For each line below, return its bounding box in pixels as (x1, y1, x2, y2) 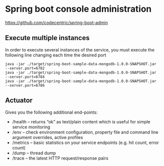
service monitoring (12, 124, 50, 130)
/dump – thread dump (12, 150, 56, 156)
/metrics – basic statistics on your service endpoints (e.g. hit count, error (12, 140, 159, 145)
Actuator (5, 96, 33, 105)
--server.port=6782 (5, 66, 45, 71)
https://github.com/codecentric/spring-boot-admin (5, 20, 108, 25)
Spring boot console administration (5, 3, 152, 15)
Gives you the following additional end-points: (5, 109, 98, 115)
